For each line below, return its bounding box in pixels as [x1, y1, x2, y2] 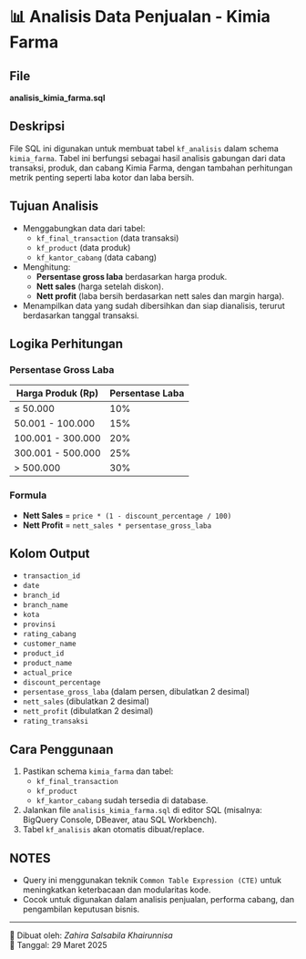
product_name [22, 659, 73, 668]
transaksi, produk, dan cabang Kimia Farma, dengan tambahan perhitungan [9, 162, 293, 173]
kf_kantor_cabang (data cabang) [36, 252, 158, 263]
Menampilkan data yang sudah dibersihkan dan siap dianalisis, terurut [22, 300, 285, 311]
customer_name [22, 639, 76, 649]
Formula [9, 489, 47, 501]
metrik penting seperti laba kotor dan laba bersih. [9, 171, 194, 182]
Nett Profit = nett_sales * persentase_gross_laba [22, 520, 212, 531]
